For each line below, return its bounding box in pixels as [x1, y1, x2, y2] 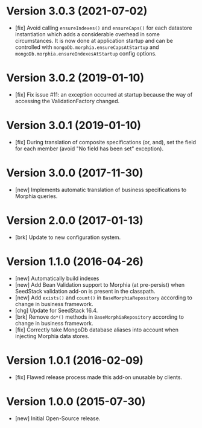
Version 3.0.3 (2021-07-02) [6, 4, 148, 18]
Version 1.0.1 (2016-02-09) [6, 353, 144, 367]
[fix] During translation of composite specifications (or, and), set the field [14, 138, 197, 145]
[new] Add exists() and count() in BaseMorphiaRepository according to [14, 294, 193, 301]
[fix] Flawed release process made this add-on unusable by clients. [14, 373, 183, 381]
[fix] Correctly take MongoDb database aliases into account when [14, 326, 179, 333]
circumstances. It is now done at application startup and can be [14, 37, 173, 44]
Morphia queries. [14, 192, 58, 200]
